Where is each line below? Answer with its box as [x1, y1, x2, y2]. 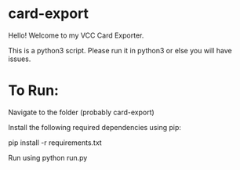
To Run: [8, 81, 59, 99]
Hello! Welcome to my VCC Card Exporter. [8, 31, 144, 40]
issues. [8, 54, 31, 63]
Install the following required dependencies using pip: [8, 122, 182, 132]
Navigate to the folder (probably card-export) [8, 107, 155, 117]
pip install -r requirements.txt [8, 138, 102, 147]
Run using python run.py [8, 153, 88, 162]
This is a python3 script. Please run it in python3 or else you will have [8, 45, 233, 55]
